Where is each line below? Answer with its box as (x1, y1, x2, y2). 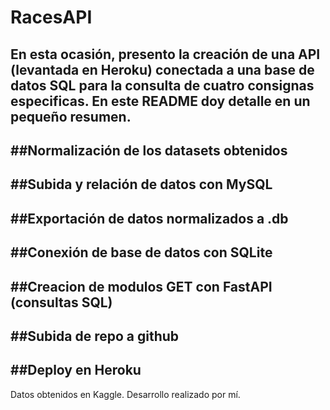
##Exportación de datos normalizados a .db (10, 210, 289, 227)
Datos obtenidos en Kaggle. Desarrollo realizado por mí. (10, 388, 241, 400)
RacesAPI (10, 6, 93, 29)
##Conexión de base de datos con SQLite (10, 244, 273, 261)
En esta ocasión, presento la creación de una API (10, 46, 321, 63)
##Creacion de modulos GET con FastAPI (10, 278, 273, 295)
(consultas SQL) (10, 294, 113, 311)
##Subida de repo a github (10, 327, 180, 345)
